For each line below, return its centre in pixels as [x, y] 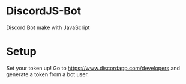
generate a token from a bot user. [47, 74]
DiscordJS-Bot [44, 11]
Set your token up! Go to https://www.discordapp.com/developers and [93, 68]
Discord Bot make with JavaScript [48, 27]
